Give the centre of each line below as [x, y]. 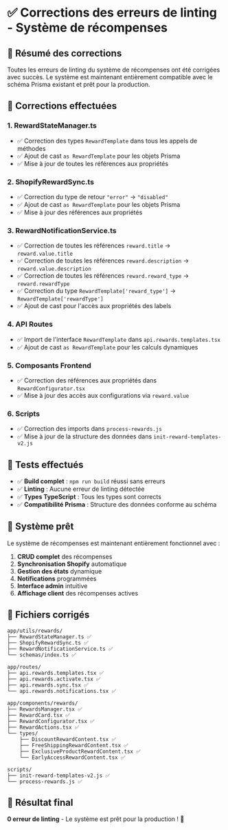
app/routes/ [24, 667]
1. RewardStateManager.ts [52, 125]
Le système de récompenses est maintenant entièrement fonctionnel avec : [114, 543]
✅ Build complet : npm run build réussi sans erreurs [91, 481]
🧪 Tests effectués [45, 464]
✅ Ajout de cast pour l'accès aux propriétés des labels [94, 306]
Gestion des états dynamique [59, 571]
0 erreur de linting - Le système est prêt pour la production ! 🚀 [96, 819]
